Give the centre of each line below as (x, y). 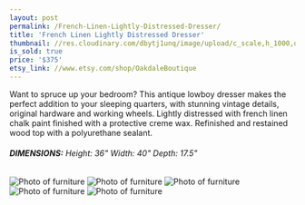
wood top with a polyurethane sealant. (81, 132)
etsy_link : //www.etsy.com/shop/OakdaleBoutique (103, 69)
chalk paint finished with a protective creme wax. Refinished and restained (149, 122)
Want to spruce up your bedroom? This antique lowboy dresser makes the (148, 94)
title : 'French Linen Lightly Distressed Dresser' (107, 34)
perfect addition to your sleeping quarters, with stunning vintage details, (144, 103)
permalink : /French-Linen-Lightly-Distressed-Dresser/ (115, 26)
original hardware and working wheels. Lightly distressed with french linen (148, 113)
